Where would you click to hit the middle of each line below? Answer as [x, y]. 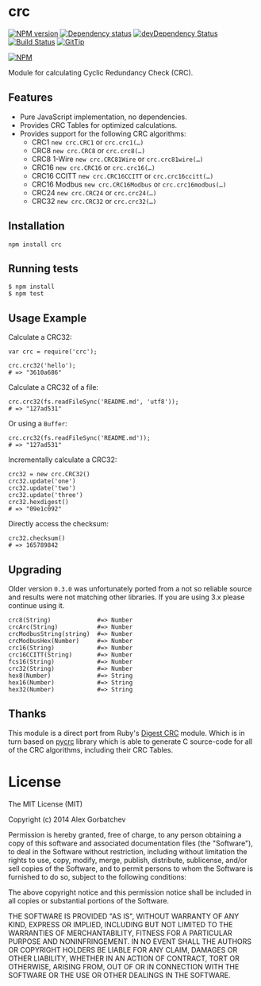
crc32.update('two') [42, 488]
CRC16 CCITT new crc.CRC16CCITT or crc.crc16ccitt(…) [123, 175]
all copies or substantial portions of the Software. [88, 900]
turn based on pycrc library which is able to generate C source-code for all [130, 741]
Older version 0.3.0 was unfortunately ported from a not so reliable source [130, 589]
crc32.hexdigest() [38, 503]
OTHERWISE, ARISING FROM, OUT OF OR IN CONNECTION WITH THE [124, 966]
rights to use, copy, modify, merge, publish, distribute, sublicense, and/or [128, 860]
